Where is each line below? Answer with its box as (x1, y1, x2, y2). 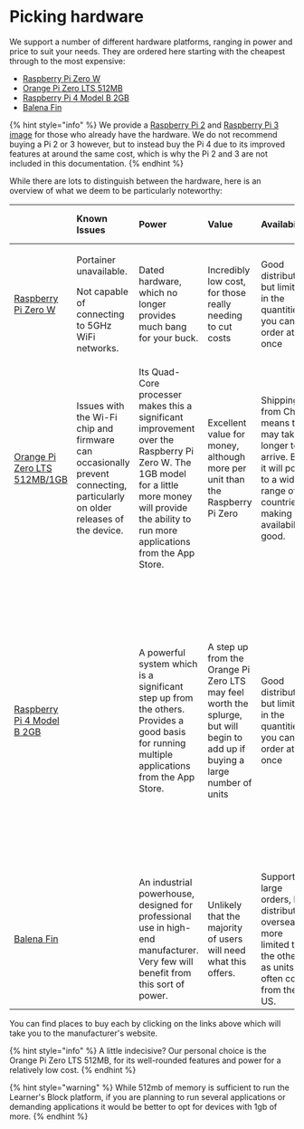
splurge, (207, 708, 242, 721)
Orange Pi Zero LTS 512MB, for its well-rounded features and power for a (9, 1055, 282, 1066)
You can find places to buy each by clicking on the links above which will (9, 1018, 281, 1029)
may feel (207, 685, 244, 698)
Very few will (138, 955, 194, 968)
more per (207, 462, 247, 474)
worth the (207, 697, 249, 710)
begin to (207, 731, 242, 743)
